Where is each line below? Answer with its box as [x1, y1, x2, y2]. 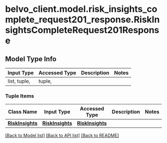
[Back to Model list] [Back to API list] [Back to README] [5, 133, 119, 139]
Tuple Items [5, 93, 34, 99]
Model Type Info [5, 54, 57, 63]
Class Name [8, 108, 37, 115]
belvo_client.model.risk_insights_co [5, 3, 158, 15]
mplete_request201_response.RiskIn [5, 14, 160, 25]
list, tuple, [7, 78, 31, 85]
